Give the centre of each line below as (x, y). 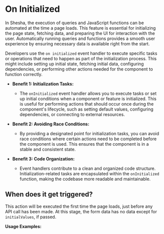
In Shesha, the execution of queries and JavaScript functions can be (75, 23)
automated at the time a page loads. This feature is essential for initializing (81, 28)
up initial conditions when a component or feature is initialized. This (88, 98)
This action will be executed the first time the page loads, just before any (79, 206)
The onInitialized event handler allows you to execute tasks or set (88, 93)
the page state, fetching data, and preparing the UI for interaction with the (80, 33)
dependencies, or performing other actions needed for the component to (79, 69)
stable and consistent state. (48, 149)
